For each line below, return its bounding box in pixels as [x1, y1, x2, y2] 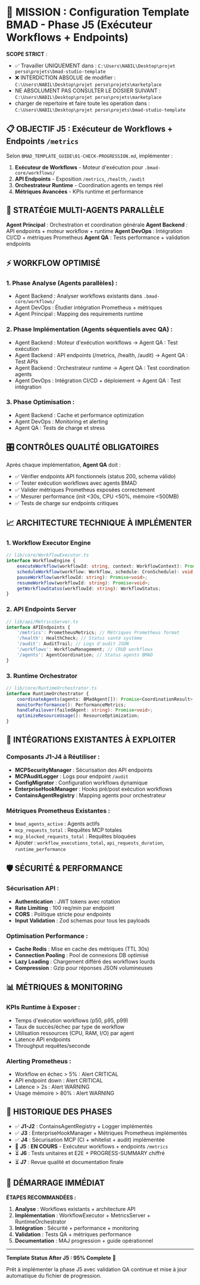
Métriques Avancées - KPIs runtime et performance [14, 188, 144, 195]
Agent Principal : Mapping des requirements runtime [14, 310, 143, 318]
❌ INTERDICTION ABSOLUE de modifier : [14, 74, 116, 81]
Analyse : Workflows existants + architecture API [14, 1205, 136, 1212]
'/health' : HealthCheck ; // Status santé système [17, 635, 143, 642]
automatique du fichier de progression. [6, 1272, 102, 1279]
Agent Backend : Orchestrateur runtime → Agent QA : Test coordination [14, 364, 190, 371]
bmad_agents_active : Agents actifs [14, 820, 100, 828]
